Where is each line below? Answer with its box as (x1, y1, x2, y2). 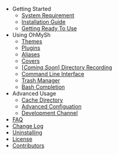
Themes (21, 38, 42, 45)
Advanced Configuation (21, 103, 82, 110)
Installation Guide (21, 18, 66, 25)
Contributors (12, 142, 45, 149)
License (12, 135, 33, 143)
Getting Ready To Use (21, 25, 77, 32)
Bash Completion (21, 83, 65, 91)
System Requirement (21, 12, 75, 19)
